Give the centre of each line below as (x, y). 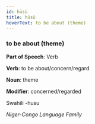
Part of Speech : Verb (32, 57)
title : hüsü (21, 17)
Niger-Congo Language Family (44, 114)
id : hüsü (17, 12)
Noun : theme (22, 80)
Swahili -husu (23, 103)
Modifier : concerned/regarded (44, 91)
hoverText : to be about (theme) (46, 23)
